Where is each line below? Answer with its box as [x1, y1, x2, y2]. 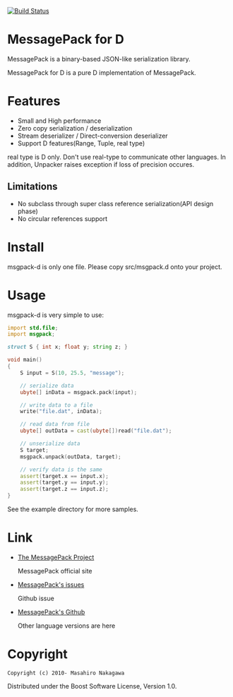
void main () [7, 357, 42, 364]
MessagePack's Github [17, 608, 85, 616]
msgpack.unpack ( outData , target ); [20, 453, 121, 460]
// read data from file [20, 421, 90, 428]
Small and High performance [17, 117, 102, 125]
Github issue [17, 594, 54, 602]
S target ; [20, 446, 49, 453]
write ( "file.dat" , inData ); [20, 408, 102, 415]
